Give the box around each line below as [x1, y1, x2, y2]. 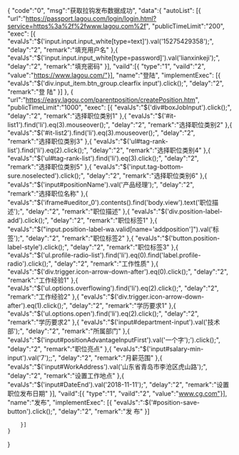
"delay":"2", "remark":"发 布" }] [58, 407, 150, 416]
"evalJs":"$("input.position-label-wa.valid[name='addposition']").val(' [7, 225, 213, 234]
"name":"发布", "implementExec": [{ [7, 399, 113, 406]
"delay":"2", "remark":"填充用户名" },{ [7, 46, 118, 54]
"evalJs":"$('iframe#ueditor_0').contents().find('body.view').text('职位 [7, 199, 213, 206]
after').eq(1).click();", [7, 301, 68, 309]
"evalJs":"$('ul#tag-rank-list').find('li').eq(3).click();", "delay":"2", [7, 154, 199, 162]
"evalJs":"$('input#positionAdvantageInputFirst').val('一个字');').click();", [7, 336, 221, 344]
